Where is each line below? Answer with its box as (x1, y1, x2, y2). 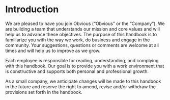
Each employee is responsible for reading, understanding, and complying (5, 57, 159, 63)
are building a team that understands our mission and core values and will (5, 26, 160, 32)
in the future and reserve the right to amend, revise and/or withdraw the (5, 83, 156, 90)
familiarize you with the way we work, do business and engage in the (5, 37, 150, 43)
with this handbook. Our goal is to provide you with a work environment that (5, 63, 164, 69)
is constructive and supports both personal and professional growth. (5, 68, 149, 74)
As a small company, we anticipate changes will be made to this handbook (5, 78, 161, 84)
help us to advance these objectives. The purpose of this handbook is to (5, 31, 157, 37)
